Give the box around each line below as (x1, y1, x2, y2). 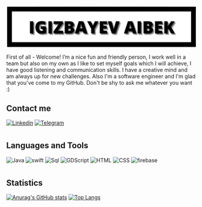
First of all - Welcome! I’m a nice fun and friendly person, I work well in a (6, 53, 186, 61)
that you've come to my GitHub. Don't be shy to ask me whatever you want (6, 79, 193, 87)
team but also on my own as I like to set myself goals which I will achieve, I (6, 60, 192, 67)
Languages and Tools (6, 140, 89, 151)
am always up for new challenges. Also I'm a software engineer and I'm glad (6, 73, 196, 80)
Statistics (6, 177, 43, 188)
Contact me (6, 103, 51, 113)
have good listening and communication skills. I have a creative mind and (6, 67, 188, 74)
